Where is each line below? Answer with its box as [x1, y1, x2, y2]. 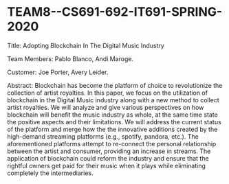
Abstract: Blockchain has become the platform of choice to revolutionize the [7, 81, 223, 89]
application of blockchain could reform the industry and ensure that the [7, 154, 209, 162]
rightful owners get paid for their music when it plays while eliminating [7, 161, 206, 170]
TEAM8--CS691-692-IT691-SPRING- [7, 4, 223, 20]
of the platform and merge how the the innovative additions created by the [7, 125, 218, 133]
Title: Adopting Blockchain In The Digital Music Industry [7, 41, 165, 49]
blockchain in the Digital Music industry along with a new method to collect [7, 95, 220, 104]
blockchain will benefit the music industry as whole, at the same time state [7, 111, 218, 119]
